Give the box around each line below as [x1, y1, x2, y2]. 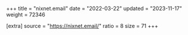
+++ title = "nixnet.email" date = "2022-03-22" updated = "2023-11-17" [6, 5, 183, 12]
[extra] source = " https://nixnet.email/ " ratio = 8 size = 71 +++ [6, 23, 159, 29]
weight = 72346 [6, 11, 46, 18]
